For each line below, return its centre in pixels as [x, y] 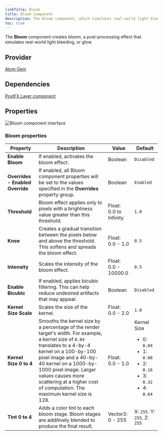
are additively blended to [67, 420]
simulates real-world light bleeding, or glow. [49, 42]
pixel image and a [59, 357]
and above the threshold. [67, 241]
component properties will [68, 176]
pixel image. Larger [74, 369]
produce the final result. [66, 426]
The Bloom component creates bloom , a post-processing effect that [73, 37]
